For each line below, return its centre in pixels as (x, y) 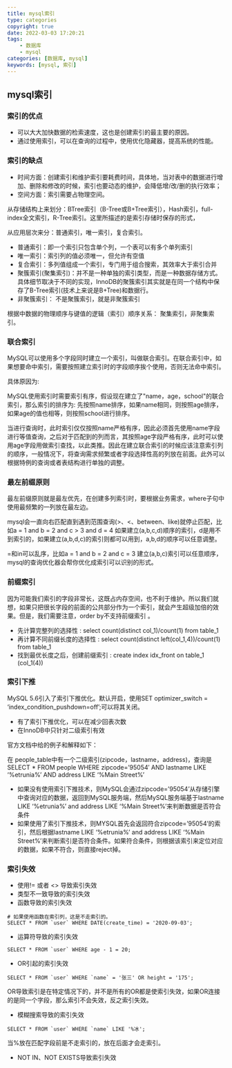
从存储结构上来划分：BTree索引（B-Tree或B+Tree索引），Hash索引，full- (110, 209)
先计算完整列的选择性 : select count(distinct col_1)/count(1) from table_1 (118, 630)
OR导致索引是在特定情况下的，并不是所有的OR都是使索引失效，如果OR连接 (114, 991)
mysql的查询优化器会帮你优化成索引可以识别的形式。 (82, 562)
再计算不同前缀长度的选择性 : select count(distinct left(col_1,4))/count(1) (119, 639)
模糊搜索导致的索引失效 (50, 1015)
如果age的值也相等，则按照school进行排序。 (70, 413)
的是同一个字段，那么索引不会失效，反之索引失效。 (80, 1000)
